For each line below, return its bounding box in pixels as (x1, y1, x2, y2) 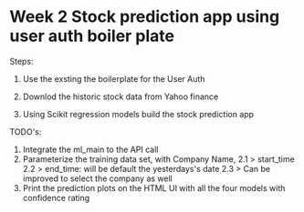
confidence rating (22, 192, 90, 203)
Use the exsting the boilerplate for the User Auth (22, 73, 205, 84)
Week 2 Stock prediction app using (9, 6, 280, 27)
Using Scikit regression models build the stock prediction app (22, 108, 254, 119)
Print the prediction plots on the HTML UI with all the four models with (22, 182, 286, 193)
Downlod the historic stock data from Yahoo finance (22, 91, 219, 102)
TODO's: (9, 126, 42, 137)
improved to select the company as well (22, 173, 173, 184)
